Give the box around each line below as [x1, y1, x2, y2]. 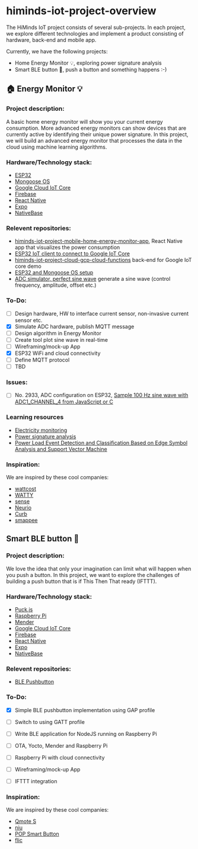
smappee [14, 517, 38, 524]
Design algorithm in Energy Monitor [14, 329, 102, 337]
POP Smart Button [14, 831, 59, 838]
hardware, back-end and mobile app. [6, 36, 97, 43]
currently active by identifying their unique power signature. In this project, [6, 130, 189, 137]
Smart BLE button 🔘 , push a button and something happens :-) [14, 66, 167, 73]
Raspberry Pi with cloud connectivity [14, 754, 105, 761]
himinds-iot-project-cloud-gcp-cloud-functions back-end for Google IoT [14, 257, 192, 264]
